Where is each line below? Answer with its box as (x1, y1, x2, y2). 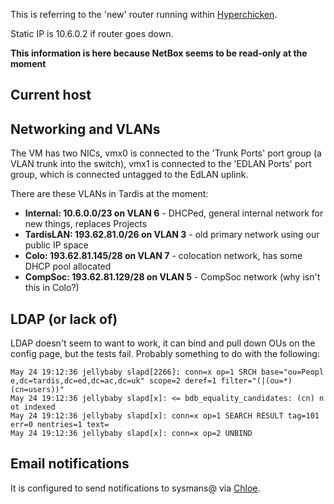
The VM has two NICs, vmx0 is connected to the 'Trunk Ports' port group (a (10, 147, 322, 159)
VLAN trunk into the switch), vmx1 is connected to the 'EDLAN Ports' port (10, 158, 312, 170)
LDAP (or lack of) (10, 310, 118, 328)
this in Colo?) (24, 282, 80, 294)
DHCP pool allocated (24, 260, 112, 273)
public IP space (24, 239, 89, 251)
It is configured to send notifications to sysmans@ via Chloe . (10, 482, 261, 494)
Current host (10, 87, 92, 104)
